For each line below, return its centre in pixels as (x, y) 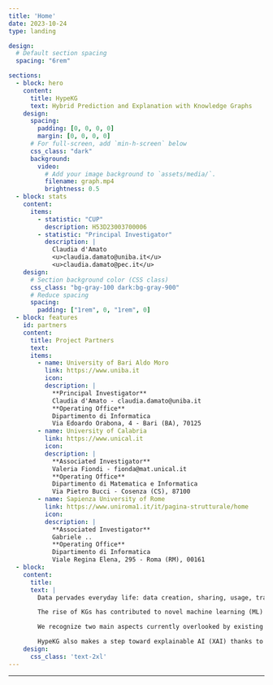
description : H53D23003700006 (96, 227)
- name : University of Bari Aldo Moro (103, 363)
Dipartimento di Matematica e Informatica (125, 484)
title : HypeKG (54, 98)
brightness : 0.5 (72, 189)
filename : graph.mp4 (79, 181)
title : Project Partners (72, 340)
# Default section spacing (61, 54)
